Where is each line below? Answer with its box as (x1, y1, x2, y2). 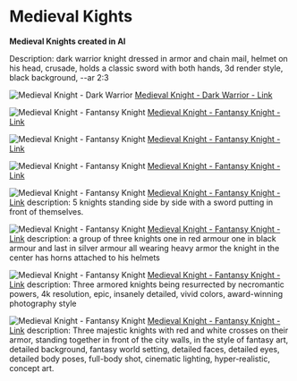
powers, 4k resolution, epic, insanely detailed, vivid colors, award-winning (9, 288, 284, 299)
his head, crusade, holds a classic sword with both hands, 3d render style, (9, 63, 284, 73)
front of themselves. (9, 206, 84, 216)
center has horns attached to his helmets (9, 252, 161, 263)
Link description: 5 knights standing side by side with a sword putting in (9, 197, 274, 207)
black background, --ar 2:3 (9, 72, 109, 82)
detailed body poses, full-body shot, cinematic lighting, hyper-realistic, (9, 353, 271, 364)
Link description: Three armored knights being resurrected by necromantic (9, 279, 284, 290)
